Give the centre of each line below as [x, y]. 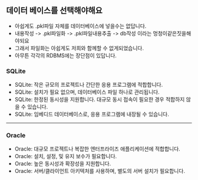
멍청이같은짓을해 [172, 33]
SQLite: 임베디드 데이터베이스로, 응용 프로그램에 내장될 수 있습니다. [92, 114]
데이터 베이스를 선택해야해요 [55, 11]
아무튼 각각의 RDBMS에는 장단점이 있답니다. [65, 55]
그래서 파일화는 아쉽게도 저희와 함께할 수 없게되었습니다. [79, 48]
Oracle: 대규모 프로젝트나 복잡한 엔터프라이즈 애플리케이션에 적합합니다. [98, 149]
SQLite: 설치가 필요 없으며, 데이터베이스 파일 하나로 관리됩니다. [87, 92]
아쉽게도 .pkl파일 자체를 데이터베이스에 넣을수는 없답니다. [80, 26]
